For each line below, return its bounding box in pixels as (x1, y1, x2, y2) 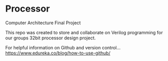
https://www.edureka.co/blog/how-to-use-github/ (5, 50, 111, 56)
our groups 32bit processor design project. (5, 35, 96, 41)
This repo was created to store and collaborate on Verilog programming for (5, 29, 163, 35)
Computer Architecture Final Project (5, 20, 81, 26)
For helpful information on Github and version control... (5, 44, 121, 50)
